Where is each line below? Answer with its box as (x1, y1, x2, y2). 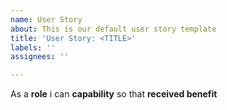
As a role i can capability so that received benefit (10, 88, 218, 100)
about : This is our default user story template (10, 24, 217, 34)
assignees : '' (10, 52, 70, 62)
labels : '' (10, 42, 56, 53)
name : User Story (10, 14, 83, 25)
